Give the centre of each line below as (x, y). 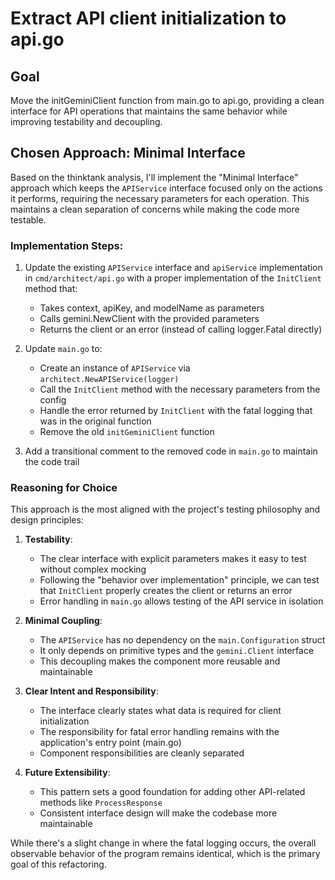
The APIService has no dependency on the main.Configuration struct (182, 640)
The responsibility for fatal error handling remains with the (159, 732)
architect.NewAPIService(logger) (109, 380)
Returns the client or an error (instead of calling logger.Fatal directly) (181, 329)
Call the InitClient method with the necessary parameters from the (180, 389)
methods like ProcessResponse (101, 803)
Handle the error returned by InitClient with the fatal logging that (176, 411)
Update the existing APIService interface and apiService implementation (173, 268)
